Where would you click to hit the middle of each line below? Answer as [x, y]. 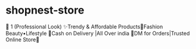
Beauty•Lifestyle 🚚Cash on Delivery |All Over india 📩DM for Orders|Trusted [98, 33]
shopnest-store [45, 10]
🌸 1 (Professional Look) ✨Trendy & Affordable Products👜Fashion [84, 27]
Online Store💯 [23, 40]
